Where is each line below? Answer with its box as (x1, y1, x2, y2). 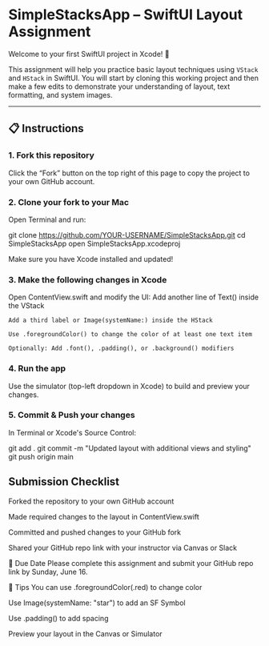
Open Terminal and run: (8, 215, 86, 224)
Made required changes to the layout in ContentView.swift (8, 512, 200, 521)
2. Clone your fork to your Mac (8, 196, 130, 207)
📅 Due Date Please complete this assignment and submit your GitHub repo (8, 558, 254, 568)
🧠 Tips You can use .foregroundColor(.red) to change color (8, 582, 203, 592)
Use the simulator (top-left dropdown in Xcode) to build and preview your (8, 381, 251, 391)
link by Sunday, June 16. (8, 567, 88, 576)
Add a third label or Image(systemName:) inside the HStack (8, 316, 214, 325)
